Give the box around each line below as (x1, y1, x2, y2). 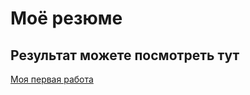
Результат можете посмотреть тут (10, 47, 240, 64)
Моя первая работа (10, 73, 94, 85)
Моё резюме (10, 7, 123, 30)
